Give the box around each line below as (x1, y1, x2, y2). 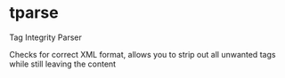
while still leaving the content (9, 58, 117, 69)
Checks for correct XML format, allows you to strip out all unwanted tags (9, 49, 276, 59)
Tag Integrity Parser (9, 32, 82, 43)
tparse (9, 3, 60, 23)
